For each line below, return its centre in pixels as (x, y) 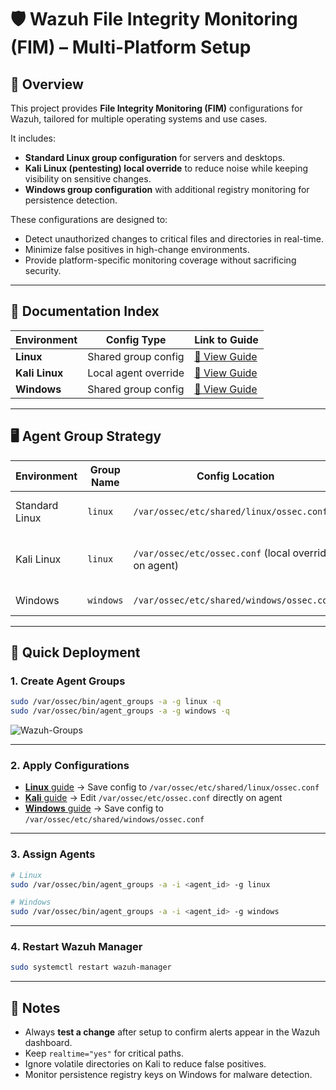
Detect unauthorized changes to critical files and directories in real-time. (174, 239)
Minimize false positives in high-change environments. (137, 249)
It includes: (33, 138)
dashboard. (48, 1043)
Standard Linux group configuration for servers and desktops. (155, 157)
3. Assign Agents (53, 854)
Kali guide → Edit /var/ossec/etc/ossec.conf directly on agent (153, 798)
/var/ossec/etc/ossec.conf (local (212, 553)
